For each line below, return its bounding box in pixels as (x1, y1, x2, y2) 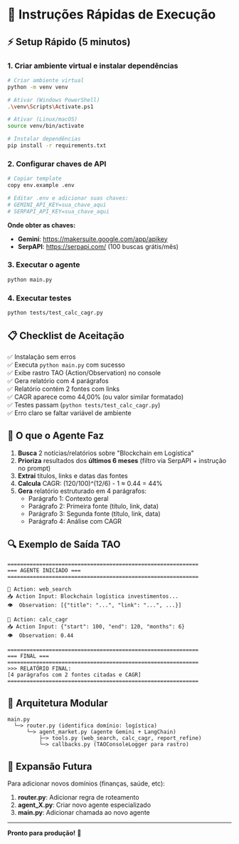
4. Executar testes (7, 293, 72, 302)
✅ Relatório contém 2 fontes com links (7, 385, 120, 393)
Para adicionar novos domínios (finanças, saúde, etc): (7, 779, 165, 788)
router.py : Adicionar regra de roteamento (17, 793, 140, 801)
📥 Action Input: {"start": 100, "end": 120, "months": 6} (7, 624, 185, 631)
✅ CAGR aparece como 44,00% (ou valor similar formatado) (7, 392, 184, 401)
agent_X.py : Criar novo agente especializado (17, 800, 152, 809)
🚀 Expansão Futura (7, 760, 92, 773)
